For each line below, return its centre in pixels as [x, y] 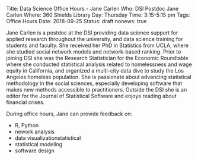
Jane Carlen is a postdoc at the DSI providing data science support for [92, 33]
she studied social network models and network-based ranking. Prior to [94, 52]
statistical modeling [39, 144]
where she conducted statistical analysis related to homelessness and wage [99, 64]
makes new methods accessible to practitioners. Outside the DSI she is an [97, 90]
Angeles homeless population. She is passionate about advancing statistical [99, 77]
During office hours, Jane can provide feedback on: [69, 114]
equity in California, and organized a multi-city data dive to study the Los [95, 70]
